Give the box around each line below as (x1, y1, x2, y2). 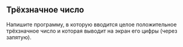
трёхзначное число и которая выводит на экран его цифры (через (6, 27, 178, 34)
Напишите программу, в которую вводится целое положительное (6, 20, 177, 28)
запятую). (6, 33, 32, 41)
